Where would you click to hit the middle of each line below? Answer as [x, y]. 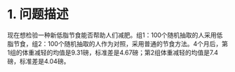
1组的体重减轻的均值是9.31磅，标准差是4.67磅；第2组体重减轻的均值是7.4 [113, 52]
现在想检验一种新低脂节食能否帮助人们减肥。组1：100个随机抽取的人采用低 [115, 35]
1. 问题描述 [38, 14]
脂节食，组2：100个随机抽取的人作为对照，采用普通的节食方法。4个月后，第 [117, 43]
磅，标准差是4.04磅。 [39, 61]
